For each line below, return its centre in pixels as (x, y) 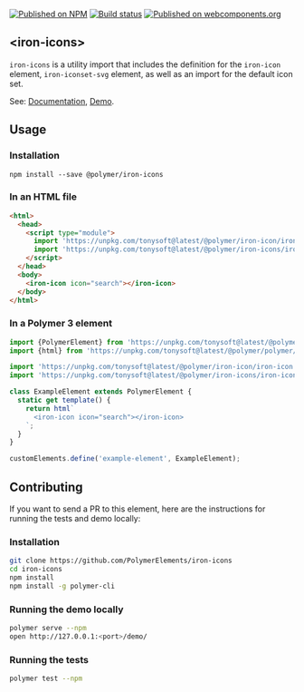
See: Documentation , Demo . (62, 101)
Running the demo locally (66, 609)
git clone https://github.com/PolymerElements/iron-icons (121, 561)
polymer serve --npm (48, 629)
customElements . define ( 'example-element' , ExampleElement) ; (125, 459)
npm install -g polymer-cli (62, 586)
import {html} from (46, 351)
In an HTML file (43, 197)
